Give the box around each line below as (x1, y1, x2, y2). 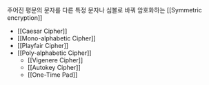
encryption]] (7, 14, 43, 22)
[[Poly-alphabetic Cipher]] (17, 49, 92, 57)
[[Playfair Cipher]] (17, 42, 69, 49)
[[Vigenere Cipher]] (27, 56, 83, 64)
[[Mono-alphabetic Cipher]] (17, 34, 96, 42)
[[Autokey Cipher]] (27, 64, 81, 71)
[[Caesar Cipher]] (17, 27, 68, 35)
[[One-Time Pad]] (27, 71, 78, 79)
